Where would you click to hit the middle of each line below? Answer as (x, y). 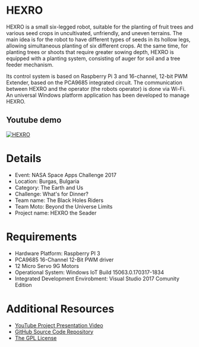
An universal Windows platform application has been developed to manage (98, 95)
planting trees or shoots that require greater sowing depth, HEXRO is (90, 52)
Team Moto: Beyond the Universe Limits (64, 206)
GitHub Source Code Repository (54, 332)
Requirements (42, 237)
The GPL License (36, 338)
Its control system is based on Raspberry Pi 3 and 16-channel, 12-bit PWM (97, 76)
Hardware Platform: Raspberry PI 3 (58, 253)
